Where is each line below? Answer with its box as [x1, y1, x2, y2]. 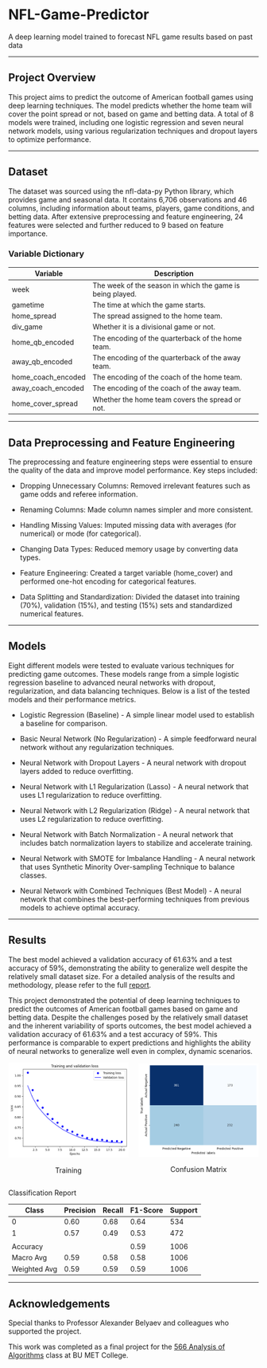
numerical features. [19, 608, 84, 619]
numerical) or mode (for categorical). [19, 529, 141, 538]
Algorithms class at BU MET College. [8, 1350, 129, 1360]
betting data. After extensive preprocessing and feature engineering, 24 [8, 211, 244, 221]
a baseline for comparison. [19, 718, 108, 728]
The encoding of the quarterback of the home [92, 333, 242, 343]
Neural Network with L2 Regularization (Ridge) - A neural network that [19, 805, 250, 815]
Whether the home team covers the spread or [92, 395, 242, 404]
